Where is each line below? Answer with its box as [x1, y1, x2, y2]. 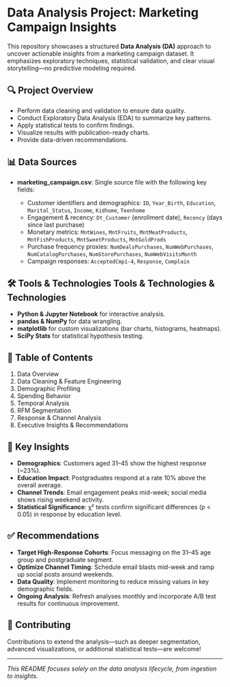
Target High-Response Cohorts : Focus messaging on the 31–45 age [16, 548, 211, 557]
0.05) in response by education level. [16, 510, 122, 518]
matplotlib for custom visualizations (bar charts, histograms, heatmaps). [16, 325, 222, 333]
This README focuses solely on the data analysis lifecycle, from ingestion [7, 664, 217, 673]
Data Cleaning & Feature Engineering [16, 377, 122, 386]
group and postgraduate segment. [16, 555, 114, 563]
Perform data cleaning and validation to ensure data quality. [16, 106, 186, 115]
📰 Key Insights [7, 441, 70, 452]
